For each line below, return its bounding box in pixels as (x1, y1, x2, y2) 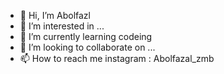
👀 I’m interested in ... (19, 20, 105, 32)
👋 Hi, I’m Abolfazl (19, 10, 91, 21)
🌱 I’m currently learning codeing (19, 31, 153, 42)
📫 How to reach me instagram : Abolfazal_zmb (19, 53, 215, 64)
